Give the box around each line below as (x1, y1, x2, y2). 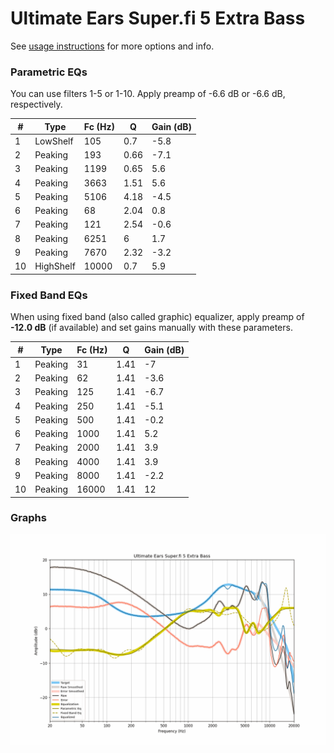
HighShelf (34, 260, 76, 272)
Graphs (10, 511, 47, 525)
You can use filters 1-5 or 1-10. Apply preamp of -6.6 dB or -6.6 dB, (10, 88, 286, 100)
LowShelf (34, 135, 74, 147)
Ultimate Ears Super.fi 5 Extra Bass (10, 7, 306, 30)
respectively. (10, 98, 63, 111)
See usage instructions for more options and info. (10, 40, 215, 52)
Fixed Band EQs (10, 288, 88, 302)
